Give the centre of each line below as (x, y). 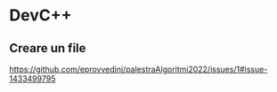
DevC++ (41, 15)
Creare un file (48, 48)
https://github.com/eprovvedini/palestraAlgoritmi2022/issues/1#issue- (138, 69)
